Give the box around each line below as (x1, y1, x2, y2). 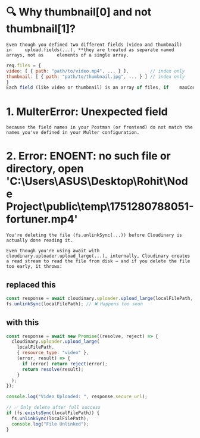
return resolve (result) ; (21, 366, 84, 373)
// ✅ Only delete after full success (6, 405, 101, 411)
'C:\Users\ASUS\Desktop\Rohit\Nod (6, 174, 189, 188)
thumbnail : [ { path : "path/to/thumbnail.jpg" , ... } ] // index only (6, 73, 185, 80)
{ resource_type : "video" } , (17, 350, 89, 356)
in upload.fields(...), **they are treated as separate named (6, 46, 174, 53)
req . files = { (6, 62, 42, 68)
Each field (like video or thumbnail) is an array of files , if (6, 85, 169, 90)
